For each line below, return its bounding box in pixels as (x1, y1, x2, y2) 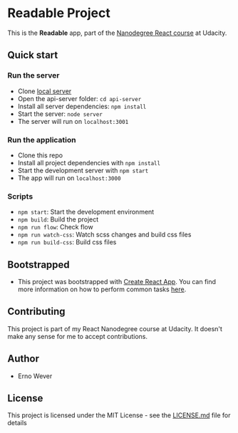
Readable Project (7, 5, 110, 21)
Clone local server (17, 87, 72, 95)
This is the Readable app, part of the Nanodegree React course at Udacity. (7, 28, 227, 37)
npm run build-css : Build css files (17, 238, 117, 246)
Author (7, 353, 39, 365)
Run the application (7, 135, 76, 145)
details (7, 419, 27, 427)
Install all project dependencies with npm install (17, 158, 161, 167)
